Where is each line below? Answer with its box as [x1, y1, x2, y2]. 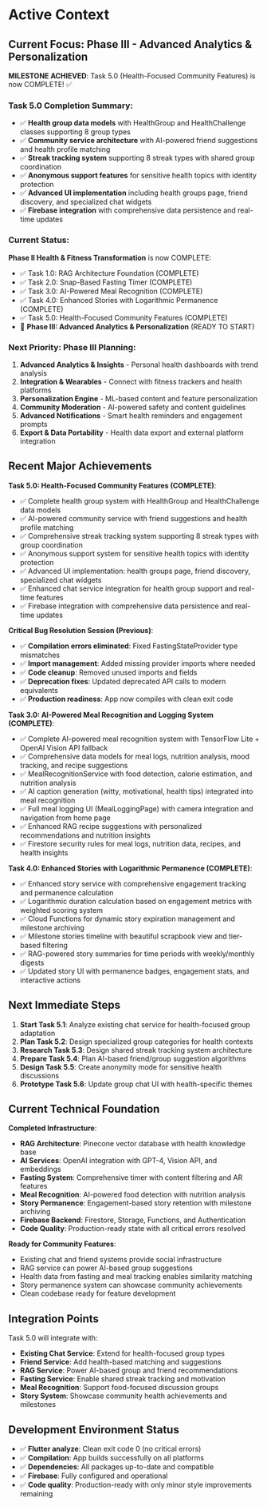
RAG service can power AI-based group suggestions [19, 1263, 193, 1273]
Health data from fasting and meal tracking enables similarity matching [19, 1272, 253, 1281]
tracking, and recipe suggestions [19, 760, 128, 770]
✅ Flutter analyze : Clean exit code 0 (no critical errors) [19, 1444, 202, 1453]
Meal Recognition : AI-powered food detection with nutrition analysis [19, 1189, 245, 1200]
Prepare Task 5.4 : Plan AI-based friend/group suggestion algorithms [19, 1054, 247, 1063]
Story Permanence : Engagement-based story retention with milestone [19, 1198, 253, 1208]
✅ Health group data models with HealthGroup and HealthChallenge [19, 118, 246, 128]
